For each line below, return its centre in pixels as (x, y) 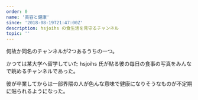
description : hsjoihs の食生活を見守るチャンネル (63, 28)
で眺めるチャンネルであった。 (42, 71)
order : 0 (17, 12)
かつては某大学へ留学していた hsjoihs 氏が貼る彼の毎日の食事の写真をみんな (99, 64)
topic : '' (18, 34)
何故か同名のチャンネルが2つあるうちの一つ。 (62, 51)
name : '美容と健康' (28, 17)
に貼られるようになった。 (37, 91)
